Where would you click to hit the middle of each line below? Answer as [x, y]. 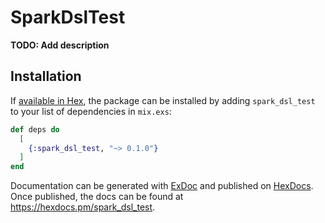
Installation [46, 76]
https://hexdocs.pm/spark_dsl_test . [83, 207]
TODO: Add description [60, 45]
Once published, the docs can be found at [97, 197]
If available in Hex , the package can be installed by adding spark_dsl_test [163, 100]
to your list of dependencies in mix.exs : [91, 111]
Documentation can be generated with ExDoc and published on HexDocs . [162, 186]
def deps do [35, 129]
